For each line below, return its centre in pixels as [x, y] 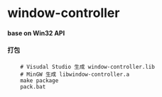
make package [39, 80]
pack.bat [33, 86]
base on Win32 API [36, 33]
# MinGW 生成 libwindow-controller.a [75, 74]
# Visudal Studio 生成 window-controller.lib [87, 67]
